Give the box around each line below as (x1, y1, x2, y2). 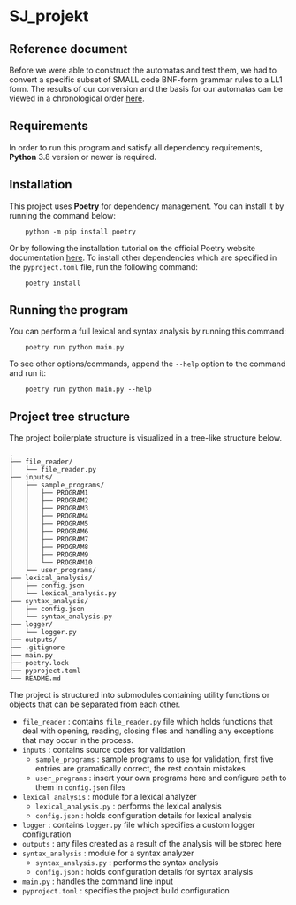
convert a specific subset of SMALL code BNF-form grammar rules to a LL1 (9, 74, 283, 85)
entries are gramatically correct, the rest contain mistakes (34, 763, 246, 774)
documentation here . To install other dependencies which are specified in (9, 252, 277, 263)
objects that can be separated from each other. (9, 699, 181, 709)
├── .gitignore (9, 643, 65, 652)
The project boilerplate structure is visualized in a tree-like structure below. (9, 433, 283, 443)
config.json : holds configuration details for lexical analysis (34, 810, 252, 821)
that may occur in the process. (21, 735, 134, 746)
